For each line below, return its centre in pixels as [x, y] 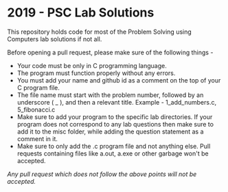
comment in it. [37, 138]
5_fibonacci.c [36, 109]
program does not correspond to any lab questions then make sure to [115, 124]
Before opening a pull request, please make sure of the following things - [110, 52]
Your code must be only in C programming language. [92, 65]
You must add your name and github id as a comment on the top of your [119, 80]
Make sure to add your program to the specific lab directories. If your [115, 117]
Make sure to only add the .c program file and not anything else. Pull [114, 146]
